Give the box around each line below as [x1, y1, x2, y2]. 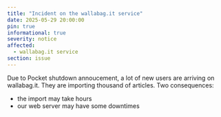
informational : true [7, 29, 67, 36]
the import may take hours [17, 94, 92, 103]
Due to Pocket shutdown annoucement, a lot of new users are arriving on [7, 74, 215, 82]
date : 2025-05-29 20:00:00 [7, 17, 85, 23]
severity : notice [7, 36, 57, 43]
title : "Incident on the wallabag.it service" [7, 10, 143, 17]
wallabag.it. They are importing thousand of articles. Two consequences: [7, 81, 215, 89]
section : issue [7, 55, 51, 62]
